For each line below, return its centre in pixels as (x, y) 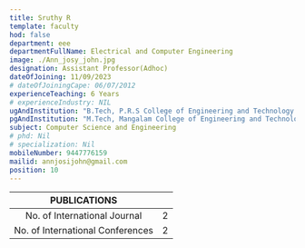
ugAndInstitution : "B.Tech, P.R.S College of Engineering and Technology (152, 111)
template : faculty (44, 26)
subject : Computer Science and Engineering (93, 128)
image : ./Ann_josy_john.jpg (63, 60)
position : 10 (34, 170)
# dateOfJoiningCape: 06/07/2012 (73, 85)
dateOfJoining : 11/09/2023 (60, 77)
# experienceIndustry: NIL (60, 102)
